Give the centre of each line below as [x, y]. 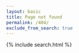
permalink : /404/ [28, 22]
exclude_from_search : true [39, 28]
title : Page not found [34, 17]
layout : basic [24, 11]
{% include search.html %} [39, 45]
